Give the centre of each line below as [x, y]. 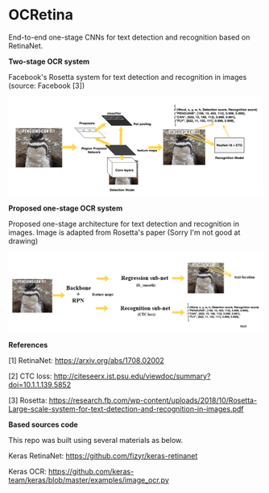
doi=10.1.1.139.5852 [39, 384]
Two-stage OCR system [49, 61]
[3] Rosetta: [28, 400]
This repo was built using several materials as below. [96, 440]
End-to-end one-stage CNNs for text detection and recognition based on [129, 37]
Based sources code [43, 424]
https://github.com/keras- [91, 471]
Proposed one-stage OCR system [66, 208]
